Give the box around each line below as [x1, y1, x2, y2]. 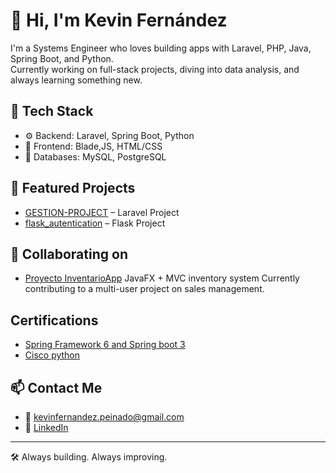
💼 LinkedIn [24, 422, 69, 433]
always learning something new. [10, 74, 143, 86]
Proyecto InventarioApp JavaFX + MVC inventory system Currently [24, 272, 300, 284]
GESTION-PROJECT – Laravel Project [24, 206, 180, 218]
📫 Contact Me [10, 379, 103, 396]
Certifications [10, 312, 99, 329]
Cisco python [24, 349, 81, 361]
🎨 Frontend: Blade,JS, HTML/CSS [24, 140, 163, 152]
